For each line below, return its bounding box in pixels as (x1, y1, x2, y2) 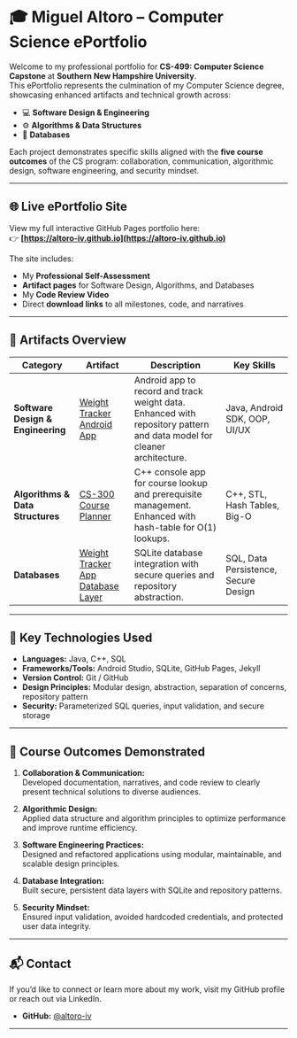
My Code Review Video (21, 289, 110, 299)
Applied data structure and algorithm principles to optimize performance (21, 813, 286, 824)
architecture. (133, 451, 187, 463)
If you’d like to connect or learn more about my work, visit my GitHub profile (9, 984, 286, 995)
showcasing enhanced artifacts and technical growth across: (9, 89, 232, 100)
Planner (79, 510, 112, 523)
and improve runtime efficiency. (21, 823, 138, 833)
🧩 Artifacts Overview (9, 333, 126, 348)
